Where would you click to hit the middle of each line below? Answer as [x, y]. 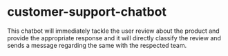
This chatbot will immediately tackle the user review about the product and [113, 31]
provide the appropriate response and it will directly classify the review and [114, 38]
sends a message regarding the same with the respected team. [97, 45]
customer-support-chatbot [87, 12]
